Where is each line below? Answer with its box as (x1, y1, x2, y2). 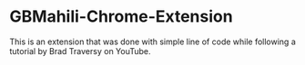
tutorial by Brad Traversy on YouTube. (9, 45, 152, 56)
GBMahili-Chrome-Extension (9, 6, 234, 27)
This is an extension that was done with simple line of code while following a (9, 36, 296, 47)
